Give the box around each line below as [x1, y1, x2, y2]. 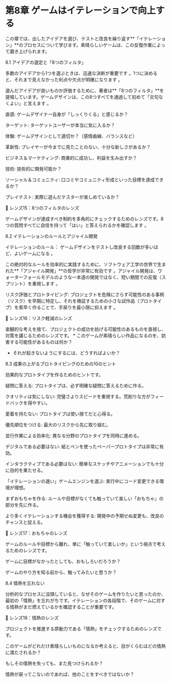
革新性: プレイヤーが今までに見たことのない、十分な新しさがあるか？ [5, 144, 151, 150]
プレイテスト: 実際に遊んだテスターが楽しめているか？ [5, 193, 120, 200]
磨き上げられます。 [9, 48, 50, 54]
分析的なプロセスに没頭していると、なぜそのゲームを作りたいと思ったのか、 [5, 591, 166, 597]
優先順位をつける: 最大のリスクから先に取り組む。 [5, 421, 111, 427]
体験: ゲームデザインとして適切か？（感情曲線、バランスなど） [5, 133, 137, 139]
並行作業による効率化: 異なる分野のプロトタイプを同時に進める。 [5, 432, 142, 439]
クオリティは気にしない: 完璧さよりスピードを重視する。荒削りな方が [5, 393, 151, 399]
